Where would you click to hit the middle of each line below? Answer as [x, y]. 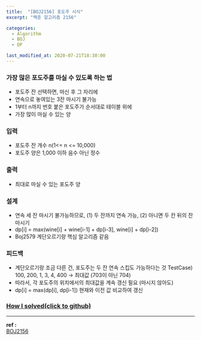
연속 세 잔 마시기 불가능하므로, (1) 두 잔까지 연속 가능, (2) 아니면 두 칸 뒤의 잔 [104, 215]
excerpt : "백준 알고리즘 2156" [41, 17]
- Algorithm [27, 34]
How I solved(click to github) [49, 306]
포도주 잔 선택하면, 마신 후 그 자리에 [56, 92]
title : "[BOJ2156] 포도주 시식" [45, 12]
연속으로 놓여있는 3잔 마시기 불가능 [56, 99]
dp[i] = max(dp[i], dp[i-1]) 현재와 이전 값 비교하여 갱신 [79, 290]
